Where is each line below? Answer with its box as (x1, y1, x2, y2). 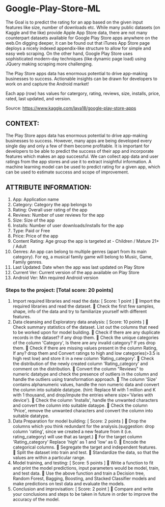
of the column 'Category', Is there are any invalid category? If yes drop (12, 339, 156, 345)
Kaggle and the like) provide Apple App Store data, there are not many (5, 29, 148, 35)
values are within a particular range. (12, 454, 85, 460)
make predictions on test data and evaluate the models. (12, 480, 125, 486)
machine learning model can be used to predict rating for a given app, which (5, 164, 161, 169)
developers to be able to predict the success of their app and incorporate (5, 148, 154, 154)
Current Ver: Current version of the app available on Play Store (12, 269, 139, 275)
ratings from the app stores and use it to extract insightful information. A (5, 158, 152, 165)
